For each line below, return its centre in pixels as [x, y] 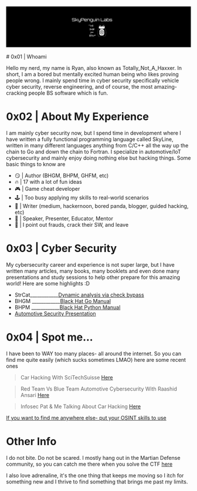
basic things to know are [36, 164]
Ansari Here [35, 395]
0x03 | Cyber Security [62, 249]
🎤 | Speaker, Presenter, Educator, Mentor [64, 218]
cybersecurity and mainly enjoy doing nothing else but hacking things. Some [98, 158]
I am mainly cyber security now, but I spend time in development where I [94, 133]
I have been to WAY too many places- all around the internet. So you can [94, 354]
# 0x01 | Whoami [26, 57]
